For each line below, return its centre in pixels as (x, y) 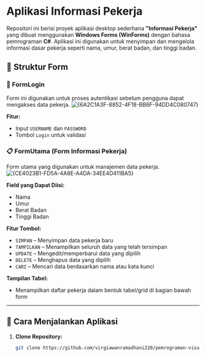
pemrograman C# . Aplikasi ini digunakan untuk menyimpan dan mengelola (100, 41)
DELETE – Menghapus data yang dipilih (63, 259)
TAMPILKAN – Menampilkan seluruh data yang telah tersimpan (91, 247)
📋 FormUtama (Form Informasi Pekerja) (67, 151)
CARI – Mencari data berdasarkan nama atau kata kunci (85, 266)
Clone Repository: (39, 336)
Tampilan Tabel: (27, 278)
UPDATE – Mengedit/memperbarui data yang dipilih (78, 253)
